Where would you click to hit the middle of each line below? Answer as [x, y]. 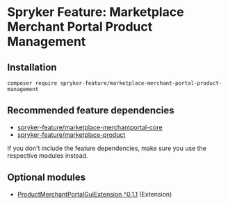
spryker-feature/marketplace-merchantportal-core [90, 127]
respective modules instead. [48, 155]
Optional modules [46, 178]
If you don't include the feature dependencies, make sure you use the [107, 148]
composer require [32, 83]
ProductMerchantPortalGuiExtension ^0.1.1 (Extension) [95, 194]
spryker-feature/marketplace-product [71, 134]
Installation [32, 67]
